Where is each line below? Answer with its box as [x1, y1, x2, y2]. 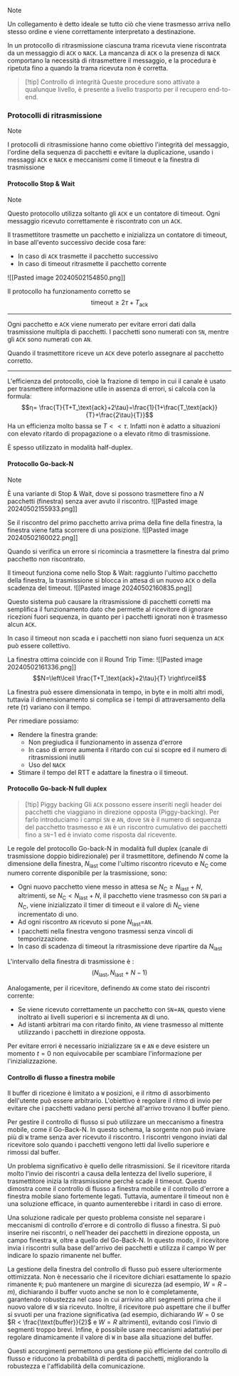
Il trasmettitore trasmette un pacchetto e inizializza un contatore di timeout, [7, 231, 228, 239]
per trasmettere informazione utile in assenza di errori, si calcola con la [7, 384, 216, 393]
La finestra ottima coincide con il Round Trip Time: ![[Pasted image [7, 655, 203, 664]
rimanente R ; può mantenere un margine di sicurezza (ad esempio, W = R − [7, 1280, 228, 1288]
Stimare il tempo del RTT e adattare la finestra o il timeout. [17, 768, 188, 776]
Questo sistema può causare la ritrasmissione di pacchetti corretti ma [7, 597, 211, 605]
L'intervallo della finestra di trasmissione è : [7, 957, 134, 966]
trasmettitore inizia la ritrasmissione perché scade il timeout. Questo [7, 1177, 207, 1185]
